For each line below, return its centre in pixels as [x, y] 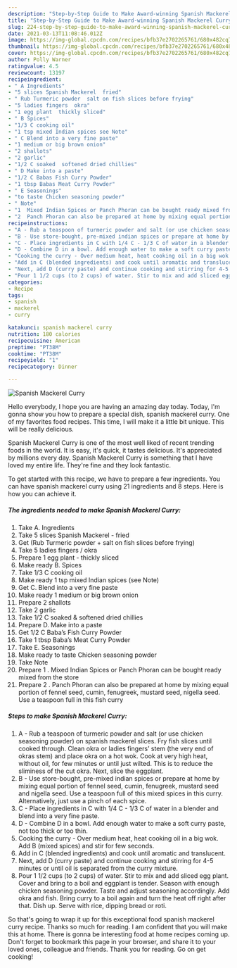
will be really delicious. [41, 429]
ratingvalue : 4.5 [33, 66]
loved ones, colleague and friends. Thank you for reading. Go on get [107, 949]
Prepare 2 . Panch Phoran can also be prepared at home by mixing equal [123, 684]
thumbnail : [24, 46]
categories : [25, 282]
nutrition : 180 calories [44, 334]
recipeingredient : [35, 79]
